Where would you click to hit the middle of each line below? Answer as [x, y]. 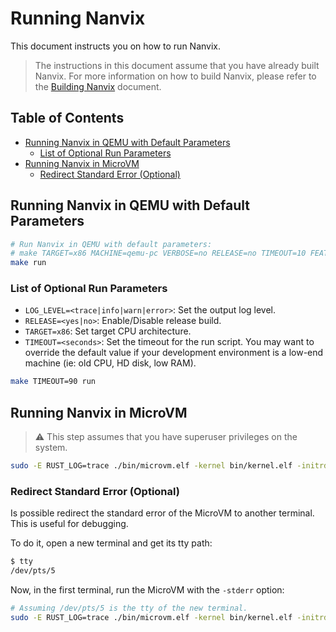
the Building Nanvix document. [98, 86]
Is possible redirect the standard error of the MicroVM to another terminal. [162, 513]
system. [51, 448]
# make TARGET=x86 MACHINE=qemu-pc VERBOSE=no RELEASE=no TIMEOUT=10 [158, 253]
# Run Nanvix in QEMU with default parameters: [111, 244]
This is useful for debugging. [69, 524]
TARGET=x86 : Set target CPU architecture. [108, 331]
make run [28, 263]
